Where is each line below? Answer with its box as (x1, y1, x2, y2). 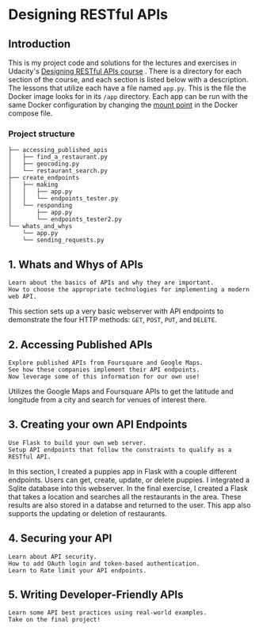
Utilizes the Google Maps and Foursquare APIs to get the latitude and (8, 386, 234, 396)
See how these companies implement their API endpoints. (8, 366, 200, 374)
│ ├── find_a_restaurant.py (8, 153, 109, 162)
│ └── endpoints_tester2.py (8, 215, 123, 223)
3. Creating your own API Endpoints (8, 418, 188, 431)
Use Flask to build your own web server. (8, 439, 147, 447)
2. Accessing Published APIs (8, 338, 153, 352)
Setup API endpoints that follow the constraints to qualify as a (8, 446, 232, 454)
